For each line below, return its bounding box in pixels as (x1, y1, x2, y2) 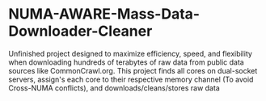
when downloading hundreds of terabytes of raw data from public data (8, 57, 244, 67)
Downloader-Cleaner (8, 22, 153, 40)
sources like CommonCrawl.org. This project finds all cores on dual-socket (8, 65, 258, 75)
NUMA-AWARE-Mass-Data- (8, 5, 201, 23)
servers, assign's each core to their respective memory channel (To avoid (8, 74, 254, 84)
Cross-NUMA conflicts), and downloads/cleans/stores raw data (8, 82, 220, 93)
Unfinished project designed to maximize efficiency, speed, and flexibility (8, 48, 253, 58)
